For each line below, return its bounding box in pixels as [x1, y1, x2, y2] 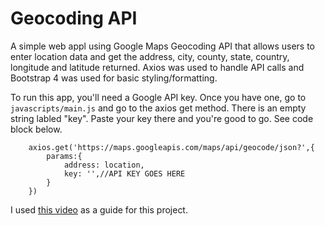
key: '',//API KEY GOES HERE [63, 168, 186, 179]
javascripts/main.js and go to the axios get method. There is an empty [10, 102, 307, 114]
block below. [10, 123, 63, 135]
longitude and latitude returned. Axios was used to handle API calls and [10, 61, 305, 73]
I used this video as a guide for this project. [10, 203, 188, 216]
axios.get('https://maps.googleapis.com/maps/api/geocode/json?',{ [28, 142, 315, 152]
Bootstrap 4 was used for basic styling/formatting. [10, 72, 218, 84]
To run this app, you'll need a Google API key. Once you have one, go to [10, 91, 307, 103]
